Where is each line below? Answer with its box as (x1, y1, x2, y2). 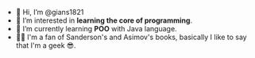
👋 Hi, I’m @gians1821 (15, 8, 84, 16)
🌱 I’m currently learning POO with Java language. (15, 24, 177, 33)
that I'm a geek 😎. (15, 41, 77, 50)
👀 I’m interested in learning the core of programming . (15, 16, 193, 25)
